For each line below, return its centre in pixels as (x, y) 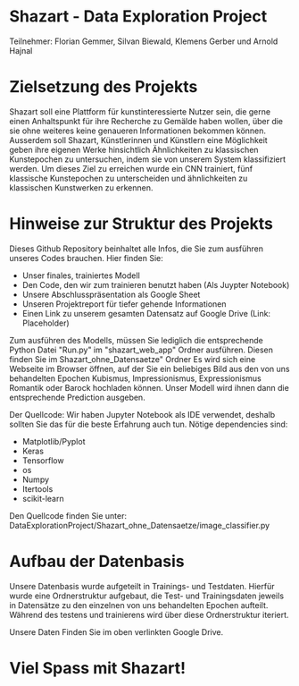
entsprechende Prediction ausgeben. (77, 397)
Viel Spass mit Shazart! (97, 668)
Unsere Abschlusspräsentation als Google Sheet (111, 294)
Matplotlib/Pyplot (54, 441)
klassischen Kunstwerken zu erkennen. (81, 187)
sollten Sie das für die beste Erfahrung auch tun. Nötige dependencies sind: (149, 424)
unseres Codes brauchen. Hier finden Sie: (86, 258)
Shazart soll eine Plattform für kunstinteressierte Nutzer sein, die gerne (140, 111)
